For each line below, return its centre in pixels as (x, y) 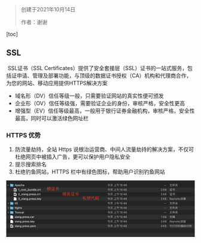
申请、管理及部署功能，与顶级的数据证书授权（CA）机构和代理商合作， (104, 75)
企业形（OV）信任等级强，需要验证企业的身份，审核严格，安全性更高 (100, 103)
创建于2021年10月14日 (48, 9)
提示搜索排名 (31, 165)
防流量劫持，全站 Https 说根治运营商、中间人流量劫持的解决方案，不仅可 (104, 150)
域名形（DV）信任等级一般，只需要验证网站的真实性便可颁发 (89, 96)
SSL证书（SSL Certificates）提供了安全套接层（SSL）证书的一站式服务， (97, 68)
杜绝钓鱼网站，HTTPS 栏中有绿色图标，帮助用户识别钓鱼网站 (90, 172)
